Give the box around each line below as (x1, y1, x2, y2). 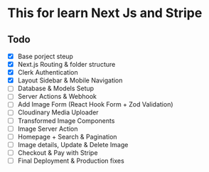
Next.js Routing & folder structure (17, 60, 116, 69)
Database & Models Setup (17, 84, 95, 93)
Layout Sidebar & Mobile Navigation (17, 76, 123, 85)
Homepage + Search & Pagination (17, 132, 117, 141)
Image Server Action (17, 124, 78, 133)
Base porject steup (17, 52, 73, 60)
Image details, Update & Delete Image (17, 140, 129, 149)
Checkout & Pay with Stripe (17, 148, 98, 157)
